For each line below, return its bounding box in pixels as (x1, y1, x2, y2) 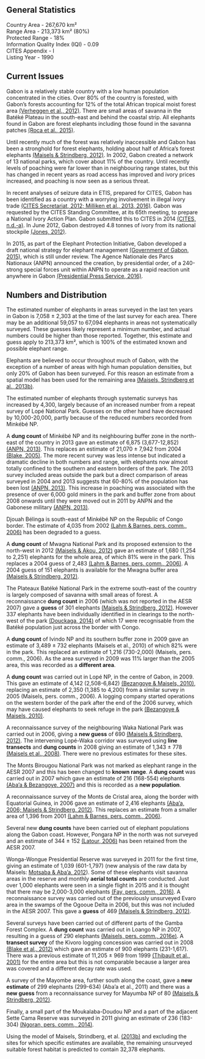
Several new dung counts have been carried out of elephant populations (6, 824, 189, 832)
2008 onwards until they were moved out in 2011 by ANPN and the (6, 497, 173, 504)
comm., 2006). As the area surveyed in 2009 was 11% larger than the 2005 (6, 655, 195, 662)
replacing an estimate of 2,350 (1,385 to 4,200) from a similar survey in (6, 686, 185, 694)
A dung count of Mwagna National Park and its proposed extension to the (6, 540, 192, 548)
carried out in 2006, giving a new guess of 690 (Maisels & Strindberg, (6, 730, 183, 738)
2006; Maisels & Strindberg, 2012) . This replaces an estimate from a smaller (6, 806, 197, 813)
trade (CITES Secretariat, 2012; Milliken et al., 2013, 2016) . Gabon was (6, 202, 182, 209)
